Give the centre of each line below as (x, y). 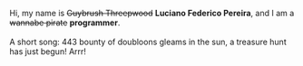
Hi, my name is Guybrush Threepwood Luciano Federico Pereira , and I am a (152, 13)
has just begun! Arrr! (48, 52)
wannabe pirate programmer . (65, 23)
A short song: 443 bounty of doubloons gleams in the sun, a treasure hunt (148, 42)
